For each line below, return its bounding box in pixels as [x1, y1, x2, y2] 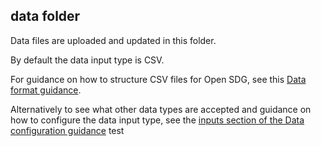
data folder [10, 8, 81, 25]
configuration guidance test [10, 124, 125, 136]
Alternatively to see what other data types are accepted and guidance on [10, 103, 312, 115]
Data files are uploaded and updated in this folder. [10, 34, 217, 46]
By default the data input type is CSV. [10, 54, 165, 66]
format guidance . [10, 84, 82, 96]
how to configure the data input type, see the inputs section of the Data [10, 114, 305, 126]
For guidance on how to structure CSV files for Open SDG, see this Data [10, 73, 307, 85]
